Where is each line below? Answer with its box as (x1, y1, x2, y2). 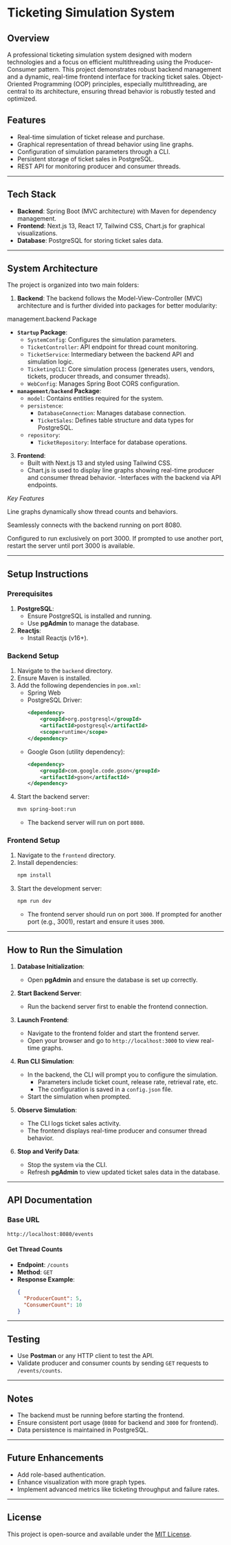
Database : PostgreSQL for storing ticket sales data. (16, 236, 164, 244)
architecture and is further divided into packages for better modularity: (16, 301, 218, 310)
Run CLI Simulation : (16, 1057, 74, 1066)
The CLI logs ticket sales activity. (27, 1119, 121, 1128)
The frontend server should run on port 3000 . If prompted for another (27, 910, 222, 919)
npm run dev (16, 898, 52, 905)
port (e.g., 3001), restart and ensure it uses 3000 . (27, 917, 165, 926)
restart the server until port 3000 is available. (7, 541, 135, 550)
